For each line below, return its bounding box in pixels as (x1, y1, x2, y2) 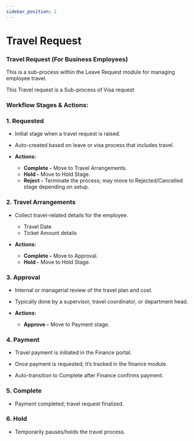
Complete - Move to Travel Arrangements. (23, 165, 127, 172)
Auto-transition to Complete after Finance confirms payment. (14, 372, 164, 379)
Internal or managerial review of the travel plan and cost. (14, 286, 153, 293)
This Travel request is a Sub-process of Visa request (6, 86, 135, 93)
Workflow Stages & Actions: (6, 101, 89, 109)
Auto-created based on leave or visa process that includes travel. (14, 142, 174, 149)
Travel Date (23, 223, 52, 230)
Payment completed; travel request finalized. (14, 400, 124, 407)
